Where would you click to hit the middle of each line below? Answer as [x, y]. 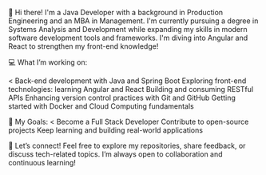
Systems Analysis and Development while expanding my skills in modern [128, 29]
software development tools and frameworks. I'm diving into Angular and [128, 38]
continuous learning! [42, 163]
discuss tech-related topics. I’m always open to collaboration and [115, 154]
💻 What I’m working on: [48, 62]
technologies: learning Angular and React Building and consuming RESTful [131, 89]
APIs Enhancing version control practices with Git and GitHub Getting [122, 97]
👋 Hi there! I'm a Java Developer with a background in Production [116, 12]
